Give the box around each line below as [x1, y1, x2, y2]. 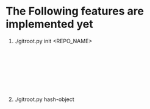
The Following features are [5, 4, 145, 18]
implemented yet [5, 17, 93, 31]
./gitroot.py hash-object [14, 96, 74, 103]
